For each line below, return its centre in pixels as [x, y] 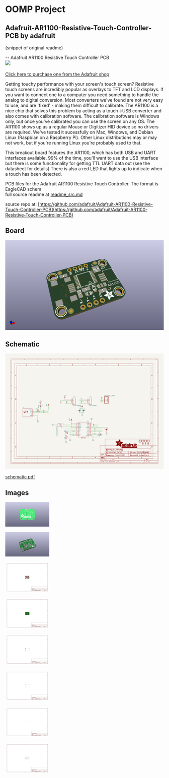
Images [17, 493]
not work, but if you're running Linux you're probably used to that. [73, 143]
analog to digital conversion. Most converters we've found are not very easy [84, 100]
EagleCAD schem [23, 189]
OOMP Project [35, 9]
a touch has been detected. [34, 174]
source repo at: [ [22, 204]
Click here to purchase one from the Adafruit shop [57, 74]
